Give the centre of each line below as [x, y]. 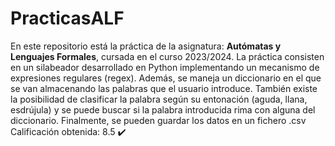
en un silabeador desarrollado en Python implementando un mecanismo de [165, 67]
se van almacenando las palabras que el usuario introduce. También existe [164, 88]
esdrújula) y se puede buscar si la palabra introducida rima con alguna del [163, 109]
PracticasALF [67, 18]
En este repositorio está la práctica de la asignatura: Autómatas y [146, 46]
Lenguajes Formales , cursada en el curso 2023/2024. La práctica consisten [167, 56]
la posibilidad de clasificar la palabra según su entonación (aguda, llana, [159, 99]
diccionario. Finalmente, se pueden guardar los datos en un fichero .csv [158, 120]
